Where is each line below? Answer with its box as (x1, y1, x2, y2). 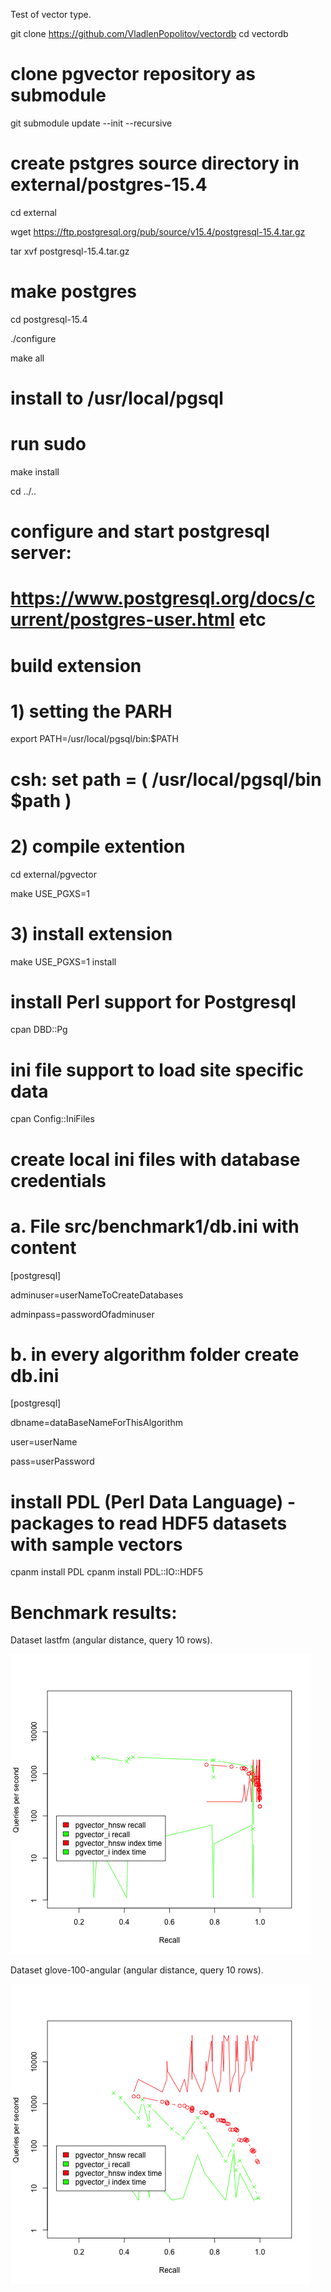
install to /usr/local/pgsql (10, 387, 224, 409)
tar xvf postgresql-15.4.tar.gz (10, 245, 130, 257)
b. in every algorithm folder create (10, 1343, 300, 1366)
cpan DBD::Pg (10, 1024, 68, 1036)
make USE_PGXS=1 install (10, 955, 117, 968)
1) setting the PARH (10, 700, 173, 723)
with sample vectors (10, 1533, 183, 1556)
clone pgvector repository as (10, 63, 256, 86)
